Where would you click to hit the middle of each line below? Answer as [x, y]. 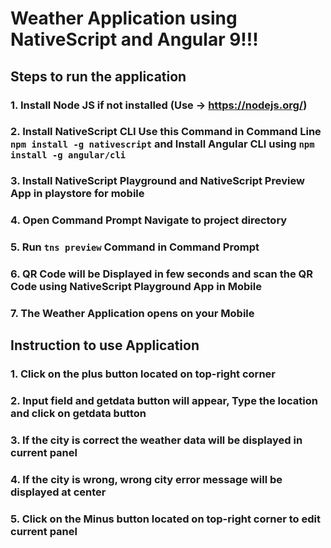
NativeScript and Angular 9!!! [134, 39]
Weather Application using [124, 18]
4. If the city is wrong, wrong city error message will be [146, 480]
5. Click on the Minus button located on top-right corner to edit [165, 519]
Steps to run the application [98, 76]
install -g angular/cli [68, 155]
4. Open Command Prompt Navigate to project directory [149, 220]
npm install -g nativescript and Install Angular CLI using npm [162, 144]
